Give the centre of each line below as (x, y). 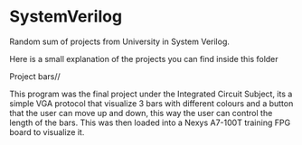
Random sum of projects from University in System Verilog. (120, 41)
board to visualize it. (47, 131)
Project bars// (35, 76)
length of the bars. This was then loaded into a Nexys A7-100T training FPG (150, 122)
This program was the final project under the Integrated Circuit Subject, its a (151, 94)
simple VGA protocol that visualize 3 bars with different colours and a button (151, 103)
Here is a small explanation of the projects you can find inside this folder (144, 59)
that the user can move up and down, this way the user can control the (141, 113)
